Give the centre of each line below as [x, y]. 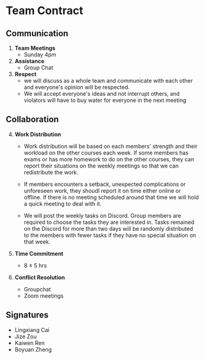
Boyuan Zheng [33, 349]
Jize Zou [26, 336]
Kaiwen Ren [30, 343]
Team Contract [44, 11]
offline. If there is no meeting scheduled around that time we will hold [111, 197]
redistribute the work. [51, 172]
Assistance [29, 61]
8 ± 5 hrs [35, 265]
